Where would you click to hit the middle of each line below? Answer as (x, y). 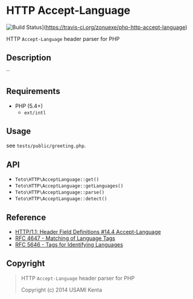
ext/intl (35, 113)
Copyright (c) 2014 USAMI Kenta (62, 289)
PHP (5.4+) (29, 105)
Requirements (33, 91)
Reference (26, 217)
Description (29, 58)
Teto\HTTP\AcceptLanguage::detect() (61, 199)
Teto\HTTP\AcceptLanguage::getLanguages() (69, 186)
